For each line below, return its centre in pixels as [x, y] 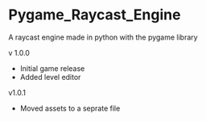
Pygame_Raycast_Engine [95, 15]
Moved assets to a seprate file [70, 108]
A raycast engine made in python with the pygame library [103, 37]
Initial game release [52, 68]
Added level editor [50, 77]
